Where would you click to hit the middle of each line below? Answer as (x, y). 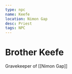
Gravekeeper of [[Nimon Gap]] (36, 66)
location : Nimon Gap (27, 19)
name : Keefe (17, 14)
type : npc (15, 10)
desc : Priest (19, 23)
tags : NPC (15, 28)
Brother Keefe (35, 53)
